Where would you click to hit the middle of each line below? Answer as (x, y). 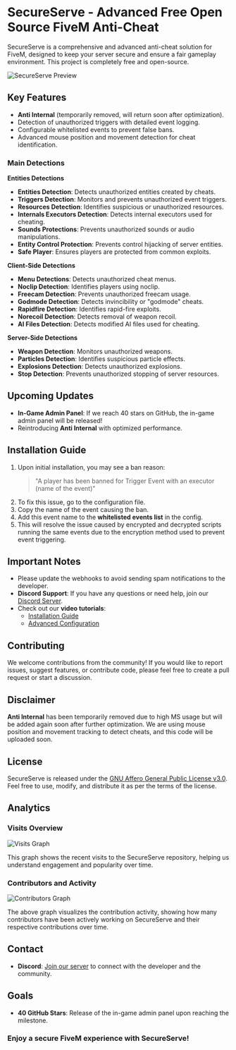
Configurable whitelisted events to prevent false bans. (96, 129)
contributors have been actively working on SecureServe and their (104, 919)
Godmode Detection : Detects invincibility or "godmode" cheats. (111, 302)
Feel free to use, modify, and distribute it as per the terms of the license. (112, 786)
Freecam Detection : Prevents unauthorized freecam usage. (104, 294)
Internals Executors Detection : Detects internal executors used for (115, 214)
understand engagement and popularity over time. (80, 865)
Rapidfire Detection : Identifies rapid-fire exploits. (89, 309)
